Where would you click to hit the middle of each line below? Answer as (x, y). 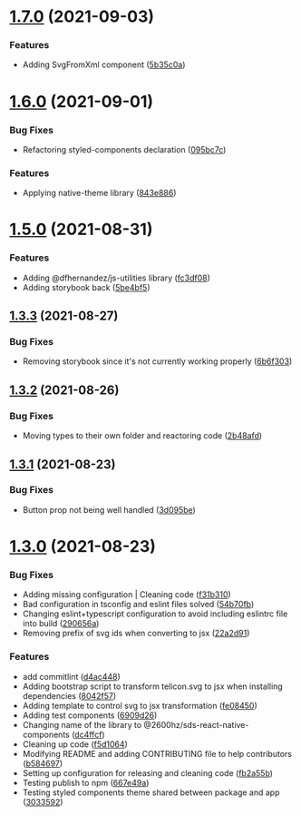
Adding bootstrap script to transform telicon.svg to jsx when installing (152, 686)
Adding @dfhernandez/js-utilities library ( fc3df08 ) (117, 278)
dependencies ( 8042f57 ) (69, 695)
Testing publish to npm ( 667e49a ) (86, 782)
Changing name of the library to (82, 724)
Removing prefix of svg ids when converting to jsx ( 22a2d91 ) (136, 634)
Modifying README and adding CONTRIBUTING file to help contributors (157, 753)
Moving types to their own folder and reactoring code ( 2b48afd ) (142, 436)
